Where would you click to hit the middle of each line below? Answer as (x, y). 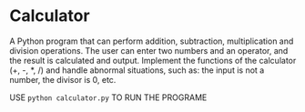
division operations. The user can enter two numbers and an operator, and (149, 50)
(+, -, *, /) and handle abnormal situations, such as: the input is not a (137, 70)
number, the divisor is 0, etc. (63, 79)
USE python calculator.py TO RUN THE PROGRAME (108, 97)
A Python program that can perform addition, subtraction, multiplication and (152, 41)
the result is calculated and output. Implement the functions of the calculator (153, 60)
